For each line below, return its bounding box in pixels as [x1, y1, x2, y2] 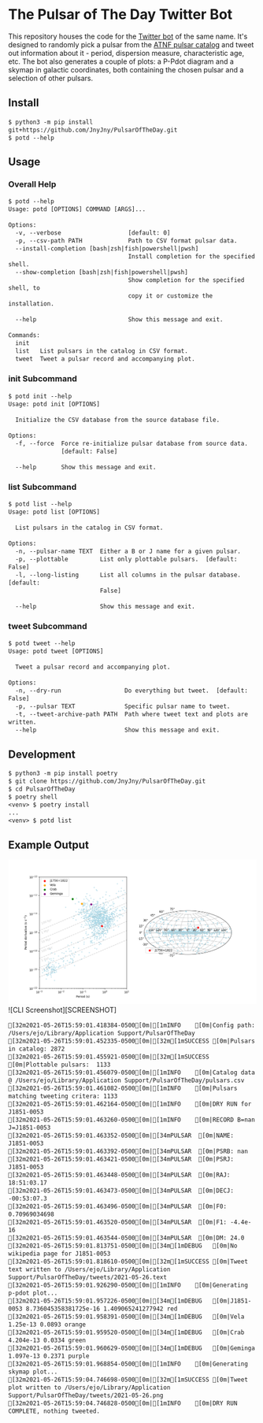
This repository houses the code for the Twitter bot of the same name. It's [8, 31, 248, 41]
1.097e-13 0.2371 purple [8, 1352, 90, 1360]
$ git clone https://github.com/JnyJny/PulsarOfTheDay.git [8, 777, 206, 785]
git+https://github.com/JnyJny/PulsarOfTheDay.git [8, 126, 178, 134]
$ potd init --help [8, 392, 72, 400]
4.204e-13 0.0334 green [8, 1336, 87, 1344]
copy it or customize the [128, 292, 213, 300]
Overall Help [8, 179, 57, 190]
